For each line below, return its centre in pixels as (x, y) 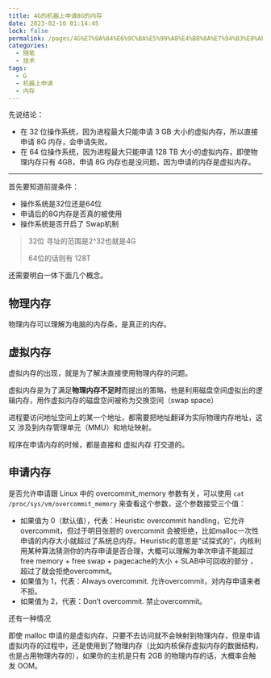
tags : (17, 69)
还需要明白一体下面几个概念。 (58, 276)
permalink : (27, 38)
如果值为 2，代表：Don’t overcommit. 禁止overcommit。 (113, 601)
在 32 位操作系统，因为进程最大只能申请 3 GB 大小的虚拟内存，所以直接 (139, 132)
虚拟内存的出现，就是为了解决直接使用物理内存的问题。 (100, 373)
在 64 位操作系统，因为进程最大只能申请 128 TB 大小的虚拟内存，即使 (135, 152)
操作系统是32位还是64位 (61, 204)
